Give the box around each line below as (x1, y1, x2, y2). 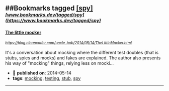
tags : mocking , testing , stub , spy (12, 75, 81, 81)
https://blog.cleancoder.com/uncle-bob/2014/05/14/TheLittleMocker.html (5, 40, 132, 46)
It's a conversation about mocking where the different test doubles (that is (5, 49, 159, 55)
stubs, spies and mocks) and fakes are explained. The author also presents (5, 55, 161, 61)
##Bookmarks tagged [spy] (5, 4, 93, 13)
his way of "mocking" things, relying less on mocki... (5, 60, 114, 66)
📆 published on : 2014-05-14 (12, 70, 72, 76)
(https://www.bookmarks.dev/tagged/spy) (5, 18, 102, 24)
